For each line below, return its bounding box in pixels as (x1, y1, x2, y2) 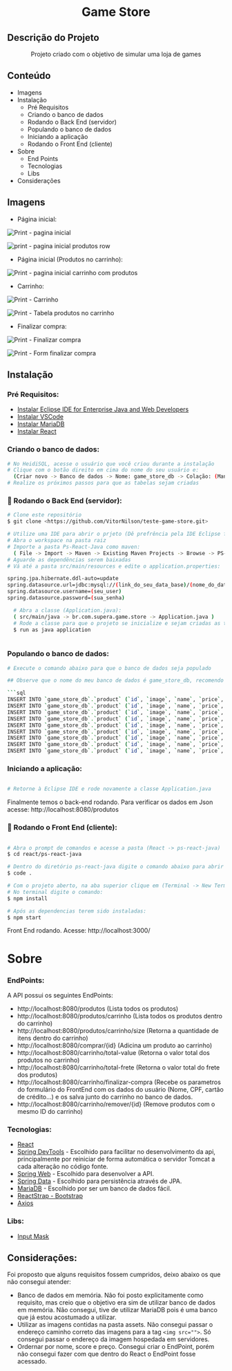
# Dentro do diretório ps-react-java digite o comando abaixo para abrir (7, 864, 224, 870)
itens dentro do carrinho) (17, 1034, 88, 1042)
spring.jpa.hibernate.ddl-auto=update (7, 575, 119, 582)
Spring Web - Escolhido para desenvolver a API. (17, 1170, 154, 1178)
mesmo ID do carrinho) (17, 1107, 84, 1115)
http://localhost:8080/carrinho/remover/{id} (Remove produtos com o (17, 1100, 215, 1108)
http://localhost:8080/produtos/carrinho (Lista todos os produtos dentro (17, 1011, 223, 1020)
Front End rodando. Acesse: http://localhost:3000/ (7, 926, 151, 935)
